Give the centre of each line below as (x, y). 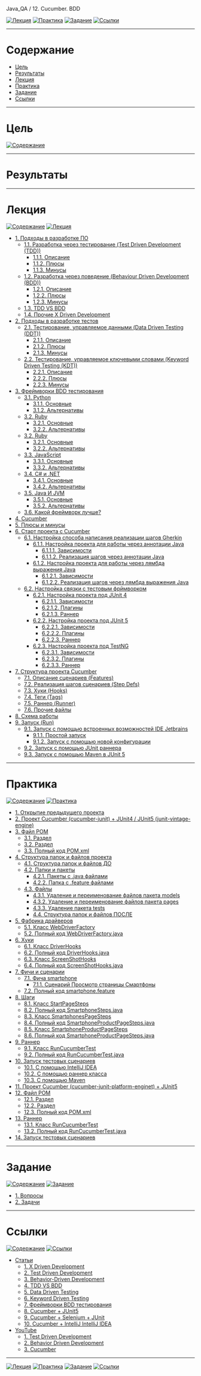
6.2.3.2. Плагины (63, 659)
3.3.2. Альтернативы (59, 467)
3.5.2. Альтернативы (59, 506)
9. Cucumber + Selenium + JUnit (64, 1317)
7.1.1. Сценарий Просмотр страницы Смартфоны (94, 984)
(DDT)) (32, 334)
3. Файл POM (32, 831)
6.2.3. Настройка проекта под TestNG (81, 646)
